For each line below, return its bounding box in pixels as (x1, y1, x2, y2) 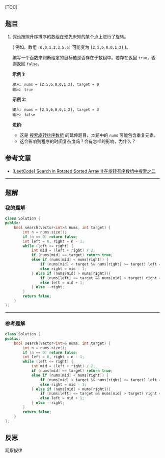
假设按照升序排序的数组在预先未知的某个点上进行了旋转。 (12, 33, 129, 39)
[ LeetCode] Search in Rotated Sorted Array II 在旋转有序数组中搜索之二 (12, 168, 156, 174)
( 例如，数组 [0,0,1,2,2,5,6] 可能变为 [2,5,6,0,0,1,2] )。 (12, 44, 131, 50)
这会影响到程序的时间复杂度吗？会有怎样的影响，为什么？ (19, 138, 136, 144)
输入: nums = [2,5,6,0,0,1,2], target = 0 (12, 82, 99, 87)
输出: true (12, 87, 33, 92)
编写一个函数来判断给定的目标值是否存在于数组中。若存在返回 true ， (12, 54, 152, 61)
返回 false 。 (16, 61, 42, 66)
